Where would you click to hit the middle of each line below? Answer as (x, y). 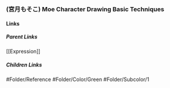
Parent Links (22, 37)
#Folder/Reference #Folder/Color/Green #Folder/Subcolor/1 (78, 79)
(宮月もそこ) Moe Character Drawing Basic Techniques (85, 9)
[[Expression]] (23, 51)
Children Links (24, 65)
